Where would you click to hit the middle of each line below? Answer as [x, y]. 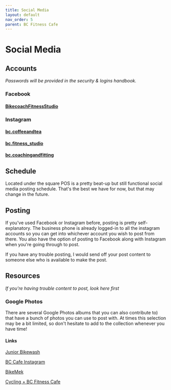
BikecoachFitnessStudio [32, 106]
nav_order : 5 [19, 19]
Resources [23, 276]
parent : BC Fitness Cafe [32, 24]
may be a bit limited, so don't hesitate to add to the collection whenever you [85, 323]
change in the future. [27, 194]
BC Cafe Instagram [25, 362]
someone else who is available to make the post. [56, 260]
